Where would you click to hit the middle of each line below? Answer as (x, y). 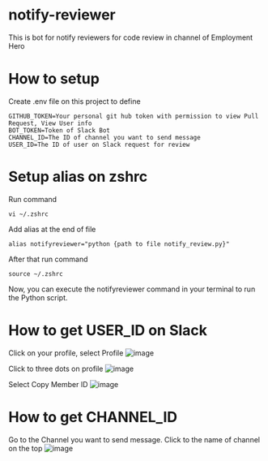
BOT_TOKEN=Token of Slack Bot (60, 130)
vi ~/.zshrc (28, 214)
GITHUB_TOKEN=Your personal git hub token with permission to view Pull (134, 116)
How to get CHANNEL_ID (93, 417)
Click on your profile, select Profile (66, 353)
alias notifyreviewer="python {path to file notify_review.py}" (119, 244)
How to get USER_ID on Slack (108, 330)
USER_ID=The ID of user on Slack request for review (99, 144)
